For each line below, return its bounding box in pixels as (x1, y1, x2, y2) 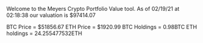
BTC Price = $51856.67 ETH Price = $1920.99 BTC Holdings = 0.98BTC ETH (6, 24, 197, 30)
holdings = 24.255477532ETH (6, 30, 83, 37)
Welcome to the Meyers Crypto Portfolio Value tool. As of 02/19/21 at (6, 5, 180, 12)
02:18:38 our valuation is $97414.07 (6, 12, 96, 19)
